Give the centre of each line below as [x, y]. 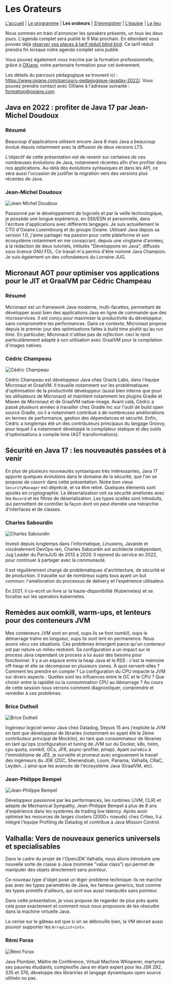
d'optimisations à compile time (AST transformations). [62, 434]
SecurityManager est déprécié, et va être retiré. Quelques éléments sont [81, 487]
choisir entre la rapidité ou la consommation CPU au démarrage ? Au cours [84, 682]
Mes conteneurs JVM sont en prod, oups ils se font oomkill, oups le [76, 633]
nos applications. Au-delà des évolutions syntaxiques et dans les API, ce [82, 168]
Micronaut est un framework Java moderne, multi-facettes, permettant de [83, 307]
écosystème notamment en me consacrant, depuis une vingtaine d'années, [85, 240]
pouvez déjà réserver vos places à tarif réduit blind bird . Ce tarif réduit [79, 44]
